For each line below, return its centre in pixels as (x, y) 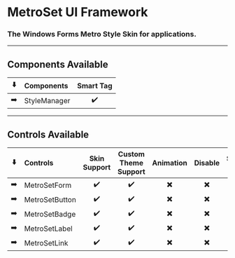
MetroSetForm (48, 185)
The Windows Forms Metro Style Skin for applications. (102, 34)
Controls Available (48, 134)
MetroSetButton (50, 199)
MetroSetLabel (48, 229)
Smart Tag (95, 86)
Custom (131, 154)
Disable (207, 163)
